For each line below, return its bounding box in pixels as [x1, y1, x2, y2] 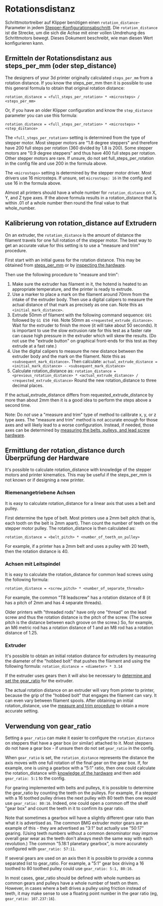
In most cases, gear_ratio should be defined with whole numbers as [5, 875, 141, 881]
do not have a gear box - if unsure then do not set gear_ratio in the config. [5, 745, 155, 751]
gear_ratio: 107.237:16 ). [5, 896, 56, 902]
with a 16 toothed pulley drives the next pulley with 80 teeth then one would [5, 795, 156, 801]
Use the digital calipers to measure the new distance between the [12, 348, 144, 354]
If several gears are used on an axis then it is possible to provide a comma [5, 855, 154, 861]
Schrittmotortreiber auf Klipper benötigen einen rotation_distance [5, 19, 138, 25]
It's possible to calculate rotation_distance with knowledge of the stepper [5, 467, 151, 472]
